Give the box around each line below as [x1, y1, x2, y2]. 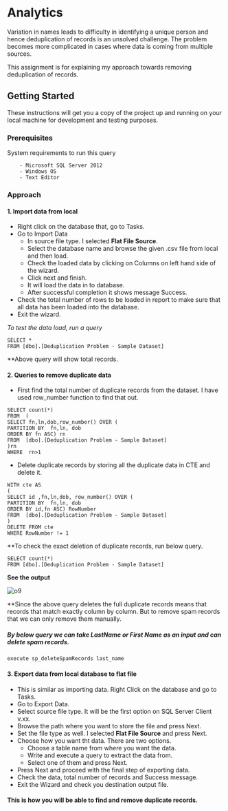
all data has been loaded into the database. [16, 303, 139, 311]
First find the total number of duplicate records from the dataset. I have [16, 386, 218, 394]
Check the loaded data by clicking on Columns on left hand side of [27, 259, 216, 267]
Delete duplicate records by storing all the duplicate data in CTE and [16, 461, 211, 469]
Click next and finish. [27, 274, 87, 282]
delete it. [16, 469, 43, 477]
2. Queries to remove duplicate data [7, 371, 112, 379]
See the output [7, 573, 50, 582]
